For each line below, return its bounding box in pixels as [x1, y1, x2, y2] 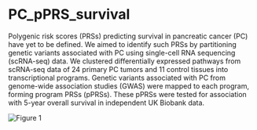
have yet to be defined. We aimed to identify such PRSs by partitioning [8, 39, 237, 49]
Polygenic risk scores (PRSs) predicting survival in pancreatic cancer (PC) [8, 31, 248, 41]
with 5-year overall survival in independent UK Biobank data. [8, 98, 205, 107]
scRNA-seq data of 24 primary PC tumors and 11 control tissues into [8, 64, 229, 74]
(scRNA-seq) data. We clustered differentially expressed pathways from [8, 56, 241, 66]
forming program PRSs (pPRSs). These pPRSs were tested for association [8, 89, 248, 99]
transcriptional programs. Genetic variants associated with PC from [8, 73, 226, 82]
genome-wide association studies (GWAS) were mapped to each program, [8, 81, 250, 91]
